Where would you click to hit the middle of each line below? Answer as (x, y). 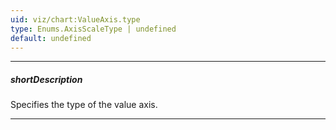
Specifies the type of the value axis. (84, 105)
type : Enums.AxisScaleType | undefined (93, 29)
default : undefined (51, 38)
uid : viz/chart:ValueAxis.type (75, 19)
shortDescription (46, 79)
